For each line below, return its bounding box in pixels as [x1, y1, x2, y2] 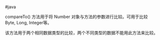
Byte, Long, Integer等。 [5, 20, 52, 25]
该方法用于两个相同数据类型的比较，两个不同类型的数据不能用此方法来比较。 [5, 30, 158, 35]
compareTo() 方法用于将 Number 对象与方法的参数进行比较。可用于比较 [5, 14, 148, 20]
